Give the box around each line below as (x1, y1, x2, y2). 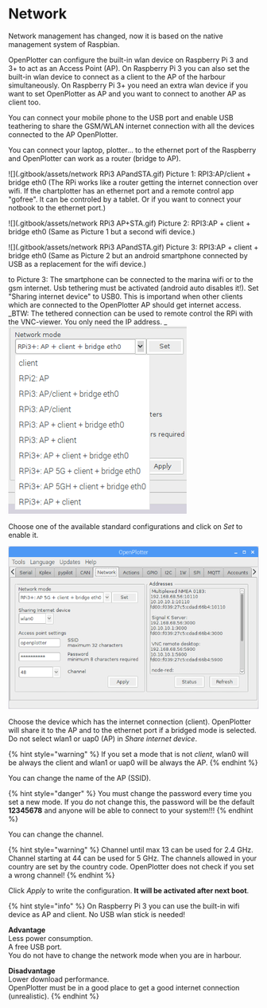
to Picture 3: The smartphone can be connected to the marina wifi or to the (8, 274, 253, 284)
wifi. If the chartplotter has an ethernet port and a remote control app (8, 186, 234, 195)
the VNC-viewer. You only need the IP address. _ (8, 316, 168, 327)
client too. (8, 97, 41, 107)
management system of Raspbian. (8, 39, 121, 49)
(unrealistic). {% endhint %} (8, 991, 99, 1001)
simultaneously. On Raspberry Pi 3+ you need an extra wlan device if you (8, 80, 249, 90)
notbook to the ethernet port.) (8, 202, 106, 212)
